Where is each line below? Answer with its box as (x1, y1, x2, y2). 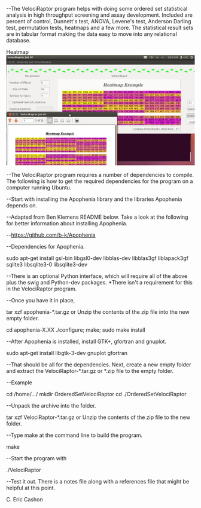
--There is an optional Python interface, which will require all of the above (6, 273, 188, 280)
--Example (6, 379, 33, 386)
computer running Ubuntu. (6, 184, 72, 191)
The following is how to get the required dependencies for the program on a (6, 178, 193, 185)
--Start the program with (6, 455, 67, 462)
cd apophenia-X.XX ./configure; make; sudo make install (6, 326, 145, 333)
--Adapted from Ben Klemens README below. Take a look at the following (6, 213, 188, 221)
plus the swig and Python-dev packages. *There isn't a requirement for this (6, 279, 193, 286)
